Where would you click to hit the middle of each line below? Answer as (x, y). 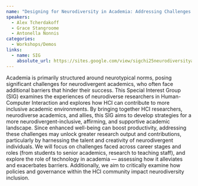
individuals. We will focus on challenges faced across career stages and (94, 146)
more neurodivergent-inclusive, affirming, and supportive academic (88, 121)
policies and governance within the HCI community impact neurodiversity (95, 171)
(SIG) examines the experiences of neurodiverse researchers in (83, 96)
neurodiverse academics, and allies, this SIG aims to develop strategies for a (99, 115)
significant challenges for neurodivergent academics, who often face (90, 84)
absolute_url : (34, 61)
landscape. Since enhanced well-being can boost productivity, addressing (96, 128)
